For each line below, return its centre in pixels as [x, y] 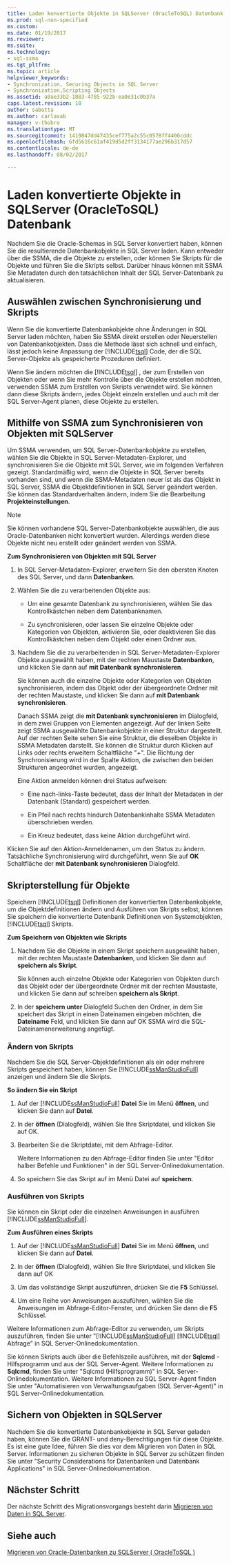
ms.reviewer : [26, 39]
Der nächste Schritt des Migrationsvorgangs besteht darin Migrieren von [110, 1506]
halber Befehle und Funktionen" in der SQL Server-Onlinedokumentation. [121, 1165]
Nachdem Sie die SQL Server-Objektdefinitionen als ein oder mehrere [106, 1062]
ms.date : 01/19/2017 [37, 33]
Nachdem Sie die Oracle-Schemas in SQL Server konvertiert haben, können [115, 243]
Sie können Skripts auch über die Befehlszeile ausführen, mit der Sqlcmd [111, 1357]
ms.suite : [21, 46]
